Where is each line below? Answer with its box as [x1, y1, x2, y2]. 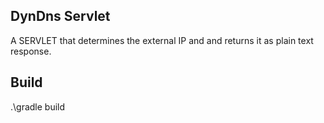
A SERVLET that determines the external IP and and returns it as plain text [10, 34, 314, 46]
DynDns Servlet [10, 8, 111, 25]
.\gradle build [10, 100, 66, 113]
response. [10, 45, 52, 57]
